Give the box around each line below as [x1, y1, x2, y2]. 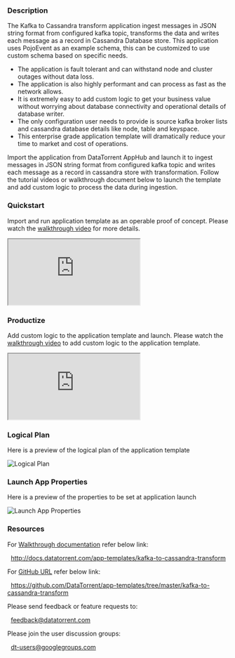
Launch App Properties [7, 477, 88, 487]
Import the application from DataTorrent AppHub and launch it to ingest [7, 153, 213, 162]
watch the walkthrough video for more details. [7, 224, 140, 232]
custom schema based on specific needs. [7, 51, 128, 60]
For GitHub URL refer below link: [7, 567, 100, 576]
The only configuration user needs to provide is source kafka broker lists [17, 117, 228, 126]
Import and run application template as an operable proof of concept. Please [7, 216, 229, 225]
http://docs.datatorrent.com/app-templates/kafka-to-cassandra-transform [10, 553, 226, 562]
